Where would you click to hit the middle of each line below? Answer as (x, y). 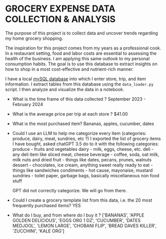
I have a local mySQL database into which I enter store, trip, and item (76, 79)
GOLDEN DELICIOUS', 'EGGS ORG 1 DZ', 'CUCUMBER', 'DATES (76, 220)
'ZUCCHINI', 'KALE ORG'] (38, 231)
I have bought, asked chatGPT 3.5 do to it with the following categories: (85, 144)
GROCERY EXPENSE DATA (60, 9)
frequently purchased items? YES (46, 205)
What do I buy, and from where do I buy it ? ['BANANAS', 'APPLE (78, 215)
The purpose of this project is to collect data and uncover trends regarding (82, 33)
